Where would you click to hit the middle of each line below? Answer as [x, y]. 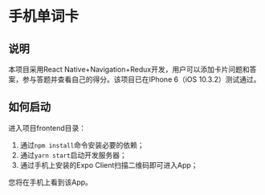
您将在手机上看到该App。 [50, 182]
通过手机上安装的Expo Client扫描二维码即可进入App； [109, 165]
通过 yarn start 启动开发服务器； [73, 155]
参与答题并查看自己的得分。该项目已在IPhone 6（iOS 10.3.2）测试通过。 [141, 79]
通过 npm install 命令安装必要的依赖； [82, 144]
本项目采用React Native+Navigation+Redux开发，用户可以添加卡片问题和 [129, 69]
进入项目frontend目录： [47, 128]
